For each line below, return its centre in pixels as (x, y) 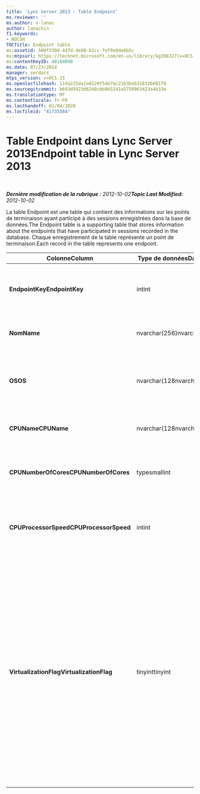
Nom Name (25, 333)
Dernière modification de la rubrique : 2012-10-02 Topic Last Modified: (95, 194)
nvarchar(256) (157, 333)
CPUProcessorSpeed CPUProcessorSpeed (70, 528)
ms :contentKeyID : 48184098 (40, 61)
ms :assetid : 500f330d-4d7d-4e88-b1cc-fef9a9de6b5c (70, 51)
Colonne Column (70, 259)
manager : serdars (28, 73)
